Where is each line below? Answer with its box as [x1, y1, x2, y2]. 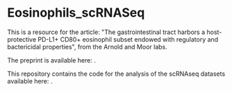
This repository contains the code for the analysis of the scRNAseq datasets [7, 69, 226, 78]
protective [7, 35, 37, 43]
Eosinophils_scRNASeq [7, 5, 145, 21]
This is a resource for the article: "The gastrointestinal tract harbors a [7, 28, 206, 36]
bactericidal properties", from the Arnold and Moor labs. [7, 42, 168, 51]
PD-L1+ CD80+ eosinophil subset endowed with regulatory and [38, 35, 219, 43]
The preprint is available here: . [7, 56, 96, 64]
